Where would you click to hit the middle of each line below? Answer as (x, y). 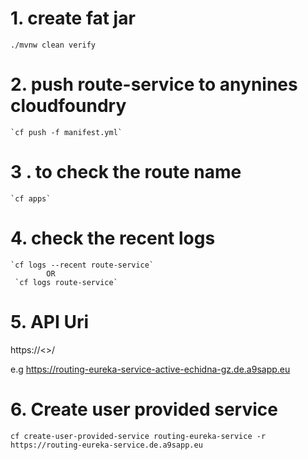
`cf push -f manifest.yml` (66, 132)
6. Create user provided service (144, 409)
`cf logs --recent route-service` (82, 265)
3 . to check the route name (126, 172)
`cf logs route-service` (66, 282)
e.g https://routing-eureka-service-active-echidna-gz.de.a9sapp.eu (150, 369)
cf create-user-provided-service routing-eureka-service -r (138, 436)
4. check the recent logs (113, 238)
